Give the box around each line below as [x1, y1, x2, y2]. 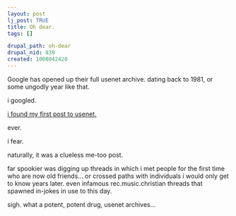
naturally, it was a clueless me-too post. [7, 151, 124, 159]
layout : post [7, 10, 46, 18]
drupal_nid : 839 [7, 49, 55, 56]
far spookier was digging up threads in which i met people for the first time [7, 164, 225, 172]
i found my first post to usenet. [7, 110, 97, 118]
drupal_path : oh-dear [7, 43, 71, 50]
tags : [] [7, 30, 33, 37]
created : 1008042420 [7, 56, 69, 63]
